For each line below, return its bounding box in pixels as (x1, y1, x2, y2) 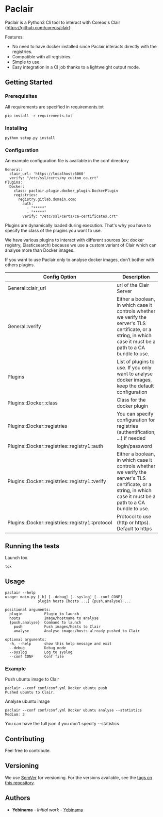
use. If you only (116, 365, 152, 371)
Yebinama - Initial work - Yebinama (12, 807, 83, 813)
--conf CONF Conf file (9, 654, 64, 659)
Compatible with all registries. (12, 53, 72, 59)
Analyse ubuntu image (5, 698, 50, 704)
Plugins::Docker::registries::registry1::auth (7, 443, 103, 450)
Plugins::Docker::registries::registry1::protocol (7, 519, 113, 526)
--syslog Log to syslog (9, 650, 73, 655)
